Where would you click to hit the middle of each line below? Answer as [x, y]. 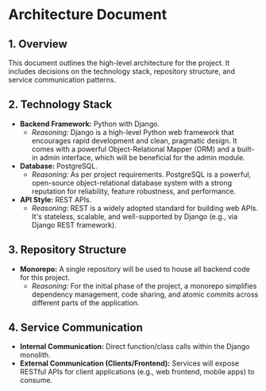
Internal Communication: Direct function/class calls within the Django [135, 347]
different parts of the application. [85, 302]
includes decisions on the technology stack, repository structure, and [122, 71]
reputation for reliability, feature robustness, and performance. [134, 191]
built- [246, 149]
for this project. [44, 277]
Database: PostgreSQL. [58, 166]
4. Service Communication [75, 328]
